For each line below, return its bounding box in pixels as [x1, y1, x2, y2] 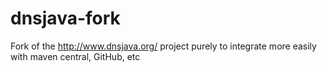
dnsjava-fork [10, 7, 121, 30]
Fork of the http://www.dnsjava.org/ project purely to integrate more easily [10, 40, 317, 52]
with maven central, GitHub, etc [10, 50, 141, 62]
